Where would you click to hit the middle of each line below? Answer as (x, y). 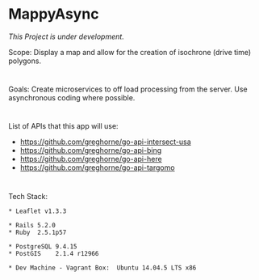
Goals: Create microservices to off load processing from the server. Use (128, 89)
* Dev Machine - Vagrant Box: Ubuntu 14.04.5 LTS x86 (102, 268)
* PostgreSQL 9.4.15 (43, 246)
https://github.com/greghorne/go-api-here (91, 159)
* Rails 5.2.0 (32, 225)
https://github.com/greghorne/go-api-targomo (97, 168)
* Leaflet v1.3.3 (38, 211)
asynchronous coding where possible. (72, 98)
